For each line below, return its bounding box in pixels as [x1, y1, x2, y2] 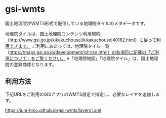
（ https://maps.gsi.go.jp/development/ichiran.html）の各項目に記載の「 [5, 49, 151, 55]
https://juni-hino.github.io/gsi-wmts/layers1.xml [5, 107, 102, 113]
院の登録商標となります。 [5, 61, 57, 67]
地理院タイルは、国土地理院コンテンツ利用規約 [5, 30, 100, 36]
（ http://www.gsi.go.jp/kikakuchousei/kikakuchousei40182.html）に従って [5, 37, 157, 43]
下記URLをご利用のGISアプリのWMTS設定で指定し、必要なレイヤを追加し [5, 91, 156, 97]
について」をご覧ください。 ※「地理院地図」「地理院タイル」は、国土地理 [9, 55, 159, 61]
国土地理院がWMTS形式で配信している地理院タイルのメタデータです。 [5, 20, 148, 26]
